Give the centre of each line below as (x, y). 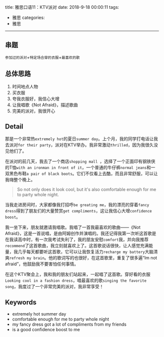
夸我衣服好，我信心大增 (36, 99)
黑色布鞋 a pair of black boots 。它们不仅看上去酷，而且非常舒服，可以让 (83, 174)
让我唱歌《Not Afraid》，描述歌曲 (45, 105)
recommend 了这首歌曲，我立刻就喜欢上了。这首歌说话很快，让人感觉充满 (77, 246)
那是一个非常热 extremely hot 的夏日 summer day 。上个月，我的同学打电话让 (79, 139)
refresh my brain (27, 258)
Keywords (21, 302)
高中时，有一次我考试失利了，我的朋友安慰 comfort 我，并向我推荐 (83, 240)
